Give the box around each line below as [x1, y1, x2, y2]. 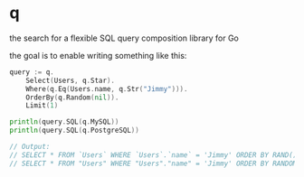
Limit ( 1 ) [25, 101, 59, 110]
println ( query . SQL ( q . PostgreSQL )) [9, 126, 140, 135]
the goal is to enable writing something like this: [9, 50, 187, 61]
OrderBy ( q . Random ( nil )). [25, 93, 119, 102]
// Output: [9, 143, 51, 152]
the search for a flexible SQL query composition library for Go [9, 33, 240, 43]
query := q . [9, 67, 54, 77]
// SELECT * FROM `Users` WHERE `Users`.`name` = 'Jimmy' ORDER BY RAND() [9, 150, 298, 160]
